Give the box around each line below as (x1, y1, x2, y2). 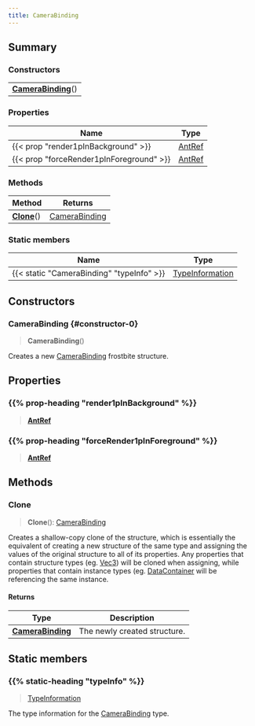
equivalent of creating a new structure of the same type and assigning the (8, 540, 247, 551)
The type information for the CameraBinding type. (8, 709, 169, 718)
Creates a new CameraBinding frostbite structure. (8, 351, 169, 360)
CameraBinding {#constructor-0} (8, 318, 139, 329)
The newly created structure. (78, 625, 186, 636)
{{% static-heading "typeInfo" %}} (8, 676, 145, 687)
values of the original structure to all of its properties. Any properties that (8, 549, 244, 558)
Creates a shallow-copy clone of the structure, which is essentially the (8, 533, 236, 542)
